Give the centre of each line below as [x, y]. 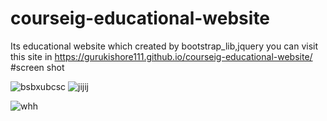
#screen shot [37, 67]
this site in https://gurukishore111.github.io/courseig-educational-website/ [161, 56]
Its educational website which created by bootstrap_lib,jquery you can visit [164, 46]
